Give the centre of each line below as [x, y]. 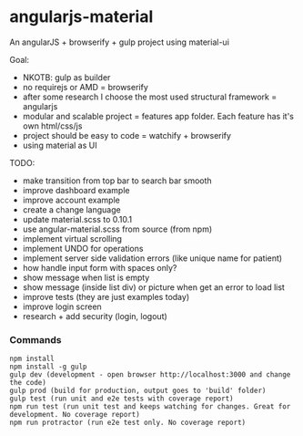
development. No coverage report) [75, 415]
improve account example [71, 200]
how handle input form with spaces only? [100, 267]
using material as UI [60, 145]
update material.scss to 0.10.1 [77, 219]
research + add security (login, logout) [95, 316]
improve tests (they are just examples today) [106, 296]
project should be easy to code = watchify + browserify [127, 135]
